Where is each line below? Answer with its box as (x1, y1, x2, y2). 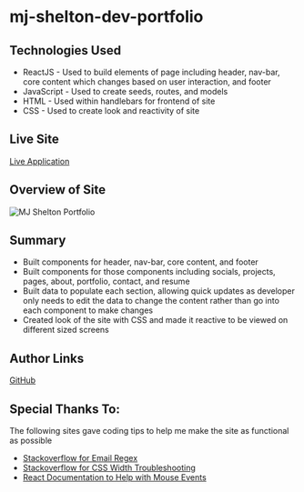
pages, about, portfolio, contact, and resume (22, 276, 190, 287)
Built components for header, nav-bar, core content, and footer (22, 256, 259, 267)
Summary (9, 233, 66, 248)
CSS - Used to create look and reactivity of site (22, 105, 200, 115)
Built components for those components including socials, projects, (22, 266, 276, 277)
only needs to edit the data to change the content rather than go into (22, 296, 280, 306)
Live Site (9, 132, 59, 147)
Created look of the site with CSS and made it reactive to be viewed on (22, 315, 289, 326)
